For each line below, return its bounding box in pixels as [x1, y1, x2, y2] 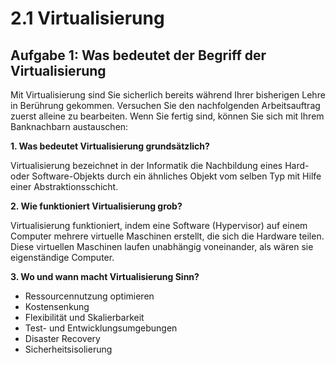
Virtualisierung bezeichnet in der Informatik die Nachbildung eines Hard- [10, 160, 310, 171]
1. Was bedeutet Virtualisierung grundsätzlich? [10, 140, 210, 152]
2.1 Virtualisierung [10, 7, 165, 30]
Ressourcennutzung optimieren [24, 290, 155, 302]
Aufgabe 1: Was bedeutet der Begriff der [10, 47, 267, 64]
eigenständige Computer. [10, 252, 115, 263]
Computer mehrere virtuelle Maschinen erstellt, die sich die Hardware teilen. [10, 230, 325, 242]
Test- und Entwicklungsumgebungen [24, 322, 178, 334]
